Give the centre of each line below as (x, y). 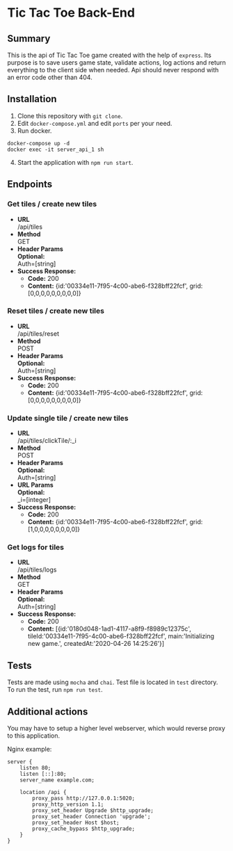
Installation (32, 99)
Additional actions (48, 712)
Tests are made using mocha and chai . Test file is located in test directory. (113, 682)
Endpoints (30, 185)
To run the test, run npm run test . (55, 690)
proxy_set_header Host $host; (76, 823)
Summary (29, 39)
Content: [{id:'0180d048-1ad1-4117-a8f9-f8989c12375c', (109, 629)
